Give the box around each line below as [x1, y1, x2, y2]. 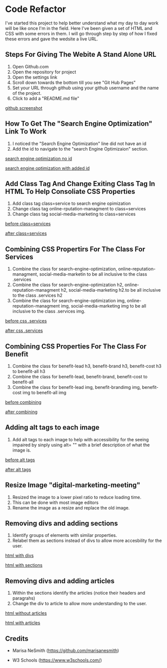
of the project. [12, 90, 42, 96]
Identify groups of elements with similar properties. [12, 532, 117, 538]
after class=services [5, 230, 47, 236]
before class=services [5, 221, 51, 227]
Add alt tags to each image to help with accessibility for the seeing [12, 436, 149, 442]
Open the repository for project [12, 69, 76, 75]
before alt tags [5, 457, 35, 463]
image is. [12, 447, 31, 453]
